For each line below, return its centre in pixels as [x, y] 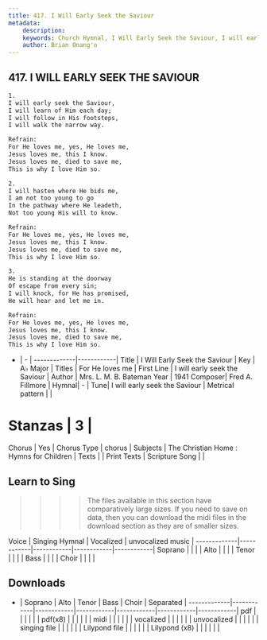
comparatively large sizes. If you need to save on [167, 509]
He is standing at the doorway [60, 279]
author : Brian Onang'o [60, 45]
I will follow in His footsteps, [64, 118]
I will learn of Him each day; [60, 111]
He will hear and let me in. [56, 301]
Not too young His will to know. [64, 213]
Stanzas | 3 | [50, 426]
